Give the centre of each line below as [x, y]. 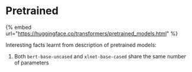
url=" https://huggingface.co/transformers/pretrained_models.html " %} [92, 33]
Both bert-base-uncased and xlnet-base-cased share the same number [100, 56]
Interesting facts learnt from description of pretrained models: [81, 45]
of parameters [31, 63]
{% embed [19, 27]
